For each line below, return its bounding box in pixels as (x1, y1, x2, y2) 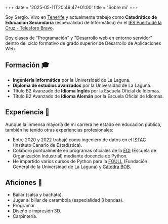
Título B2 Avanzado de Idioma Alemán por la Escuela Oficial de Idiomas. (12, 93, 164, 99)
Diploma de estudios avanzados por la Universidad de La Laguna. (12, 82, 152, 88)
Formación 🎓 (5, 61, 50, 70)
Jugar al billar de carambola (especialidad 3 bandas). (12, 197, 124, 203)
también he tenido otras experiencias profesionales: (5, 126, 114, 133)
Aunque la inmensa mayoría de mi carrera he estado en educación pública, (5, 121, 162, 127)
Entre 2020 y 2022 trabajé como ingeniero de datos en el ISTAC (12, 137, 146, 143)
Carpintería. (12, 213, 37, 219)
